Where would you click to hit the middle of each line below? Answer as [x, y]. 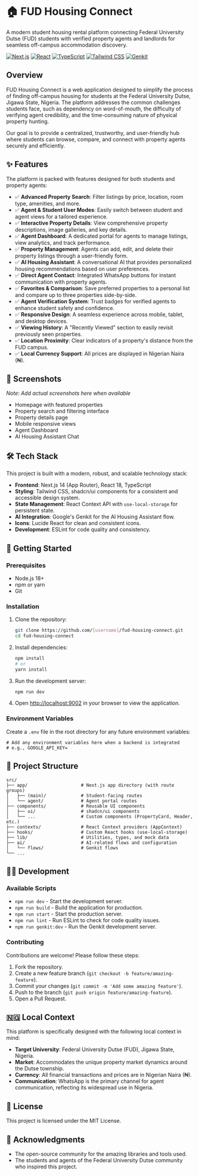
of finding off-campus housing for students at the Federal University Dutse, [99, 96]
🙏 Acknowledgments [46, 1139]
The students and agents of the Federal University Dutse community [99, 1160]
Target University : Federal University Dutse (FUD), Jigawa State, [94, 1049]
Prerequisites [26, 565]
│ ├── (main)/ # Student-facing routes [74, 796]
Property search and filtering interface [62, 411]
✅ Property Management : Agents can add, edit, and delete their [94, 249]
